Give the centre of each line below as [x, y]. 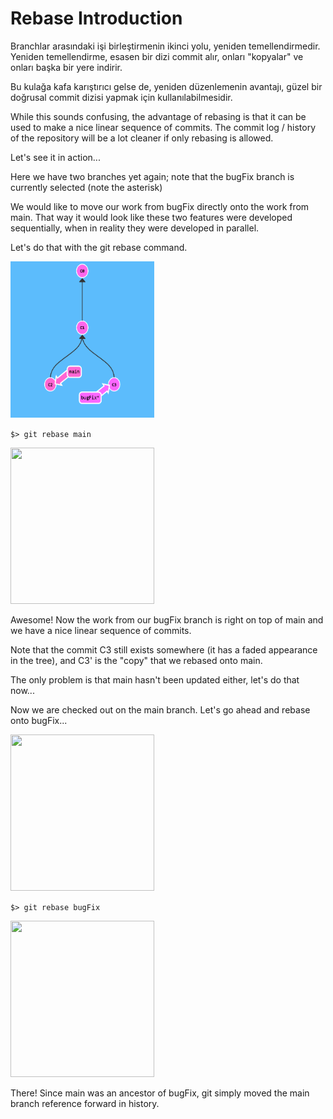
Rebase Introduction [96, 18]
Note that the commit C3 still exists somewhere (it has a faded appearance [164, 649]
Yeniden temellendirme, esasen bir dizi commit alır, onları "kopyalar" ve [157, 56]
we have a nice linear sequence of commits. [101, 630]
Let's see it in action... [55, 157]
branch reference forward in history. [85, 1103]
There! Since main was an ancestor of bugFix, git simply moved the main [160, 1093]
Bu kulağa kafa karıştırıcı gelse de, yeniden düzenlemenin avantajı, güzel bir [166, 86]
